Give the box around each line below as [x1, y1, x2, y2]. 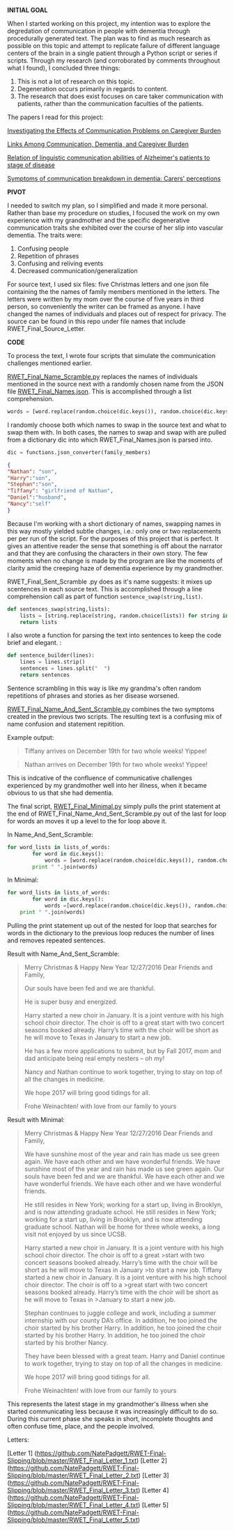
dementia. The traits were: [7, 231, 83, 239]
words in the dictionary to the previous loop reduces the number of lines [7, 928, 214, 937]
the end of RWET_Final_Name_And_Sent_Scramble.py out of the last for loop [7, 809, 226, 818]
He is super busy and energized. [24, 997, 118, 1006]
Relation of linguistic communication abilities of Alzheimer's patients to [7, 153, 210, 162]
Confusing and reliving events [17, 259, 104, 267]
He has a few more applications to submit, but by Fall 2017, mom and [24, 1046, 221, 1055]
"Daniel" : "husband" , [7, 494, 68, 501]
